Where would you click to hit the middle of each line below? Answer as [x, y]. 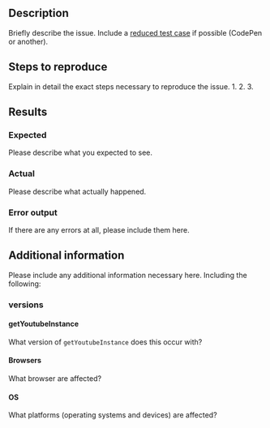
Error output [33, 212]
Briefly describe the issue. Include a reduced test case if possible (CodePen [135, 32]
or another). [28, 41]
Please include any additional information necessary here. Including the [128, 275]
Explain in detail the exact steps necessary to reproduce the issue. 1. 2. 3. [131, 86]
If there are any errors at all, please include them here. [99, 229]
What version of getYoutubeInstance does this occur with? [105, 342]
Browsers [25, 361]
